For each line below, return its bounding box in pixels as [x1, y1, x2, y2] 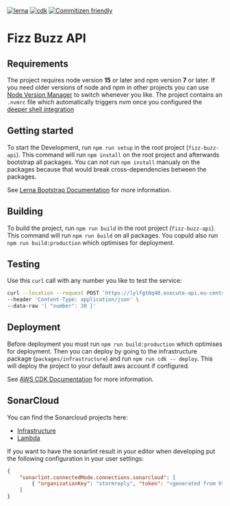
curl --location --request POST [7, 290, 99, 297]
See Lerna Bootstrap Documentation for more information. [7, 185, 171, 194]
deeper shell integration [7, 105, 75, 113]
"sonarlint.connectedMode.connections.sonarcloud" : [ [19, 474, 176, 481]
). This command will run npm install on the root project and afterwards [16, 150, 220, 159]
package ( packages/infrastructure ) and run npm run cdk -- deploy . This [7, 354, 214, 363]
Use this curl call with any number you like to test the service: [7, 277, 183, 285]
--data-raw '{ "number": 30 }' [7, 303, 97, 310]
